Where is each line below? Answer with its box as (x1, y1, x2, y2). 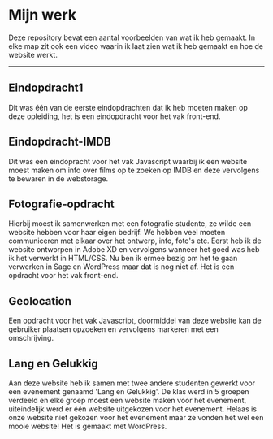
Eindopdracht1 (8, 81, 84, 95)
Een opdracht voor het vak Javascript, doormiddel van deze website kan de (8, 315, 262, 326)
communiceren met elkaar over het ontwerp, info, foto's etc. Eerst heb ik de (8, 236, 262, 246)
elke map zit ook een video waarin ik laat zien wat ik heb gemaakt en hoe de (8, 41, 264, 50)
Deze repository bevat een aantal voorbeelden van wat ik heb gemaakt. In (8, 33, 256, 42)
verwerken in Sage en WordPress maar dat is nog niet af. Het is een (8, 262, 235, 272)
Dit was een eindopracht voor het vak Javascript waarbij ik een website (8, 156, 248, 166)
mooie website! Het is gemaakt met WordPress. (8, 421, 167, 431)
